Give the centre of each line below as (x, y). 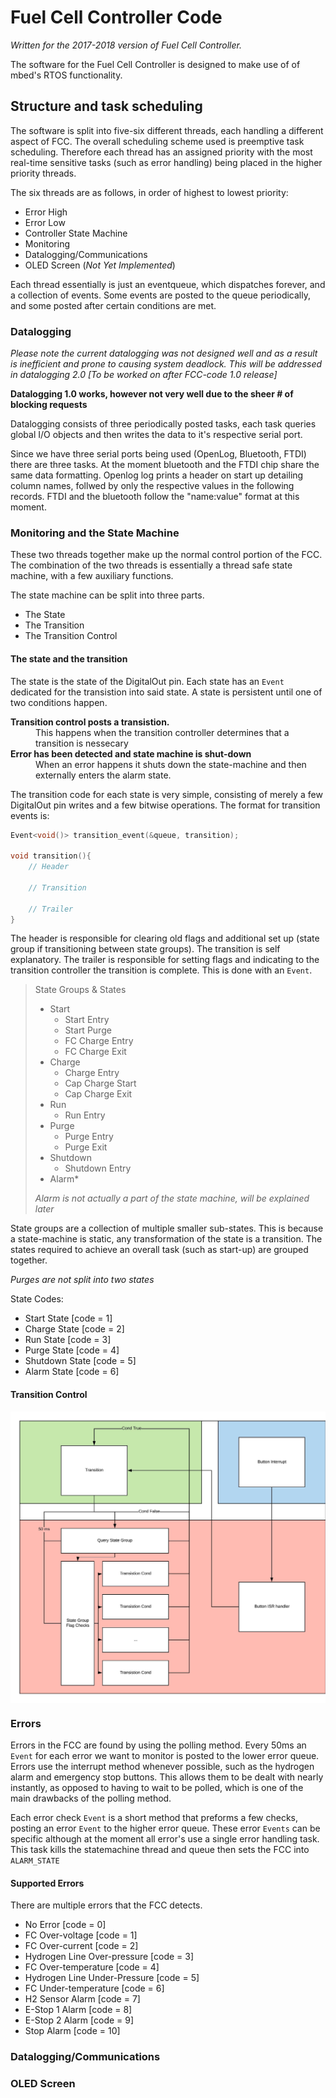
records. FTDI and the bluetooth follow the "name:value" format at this (155, 497)
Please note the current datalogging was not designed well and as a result (164, 353)
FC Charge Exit (95, 1052)
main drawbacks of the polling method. (91, 1798)
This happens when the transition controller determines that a (162, 732)
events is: (30, 815)
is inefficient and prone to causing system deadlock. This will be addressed (166, 364)
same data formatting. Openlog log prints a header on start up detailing (157, 475)
